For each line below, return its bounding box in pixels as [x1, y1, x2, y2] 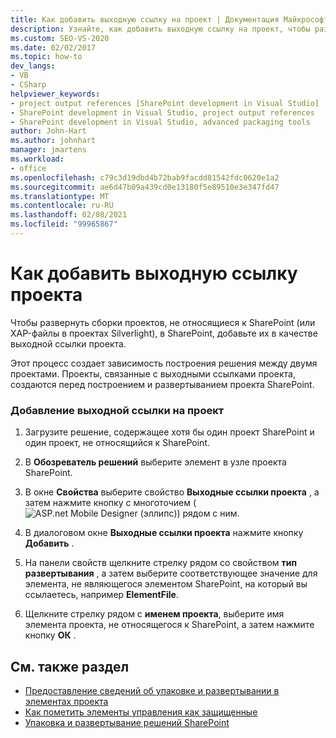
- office [10, 163, 47, 173]
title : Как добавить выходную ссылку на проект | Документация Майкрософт [10, 14, 329, 25]
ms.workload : [10, 154, 65, 164]
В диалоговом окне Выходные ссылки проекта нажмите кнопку [24, 527, 304, 539]
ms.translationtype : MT [10, 191, 110, 201]
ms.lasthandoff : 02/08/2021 [10, 210, 128, 220]
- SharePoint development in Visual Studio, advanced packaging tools [10, 117, 311, 127]
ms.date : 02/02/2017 [10, 42, 97, 53]
